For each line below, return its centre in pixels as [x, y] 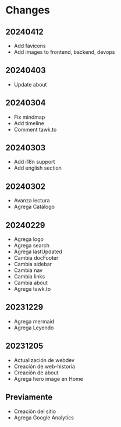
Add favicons [30, 46]
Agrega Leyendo [34, 328]
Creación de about [36, 373]
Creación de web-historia [44, 366]
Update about [30, 84]
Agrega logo [29, 239]
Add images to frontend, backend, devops [64, 52]
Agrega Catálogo [34, 207]
